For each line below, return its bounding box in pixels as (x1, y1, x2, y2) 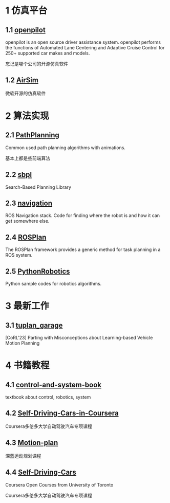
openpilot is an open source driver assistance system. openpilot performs (5, 39, 161, 45)
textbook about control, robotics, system (5, 394, 91, 400)
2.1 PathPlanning (5, 131, 60, 139)
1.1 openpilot (5, 25, 46, 34)
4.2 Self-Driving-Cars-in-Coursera (5, 409, 119, 418)
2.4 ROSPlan (5, 232, 47, 242)
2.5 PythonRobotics (5, 267, 70, 276)
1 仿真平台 (5, 5, 48, 16)
